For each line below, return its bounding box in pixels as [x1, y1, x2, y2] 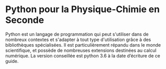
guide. [5, 58, 19, 64]
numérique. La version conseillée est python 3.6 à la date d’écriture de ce [5, 52, 160, 59]
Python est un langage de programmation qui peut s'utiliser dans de [5, 31, 149, 37]
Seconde [5, 14, 45, 26]
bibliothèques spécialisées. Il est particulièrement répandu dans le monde [5, 42, 161, 48]
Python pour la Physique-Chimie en [5, 4, 160, 15]
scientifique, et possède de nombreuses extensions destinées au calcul [5, 47, 157, 53]
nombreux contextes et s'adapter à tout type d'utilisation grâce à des [5, 37, 151, 43]
